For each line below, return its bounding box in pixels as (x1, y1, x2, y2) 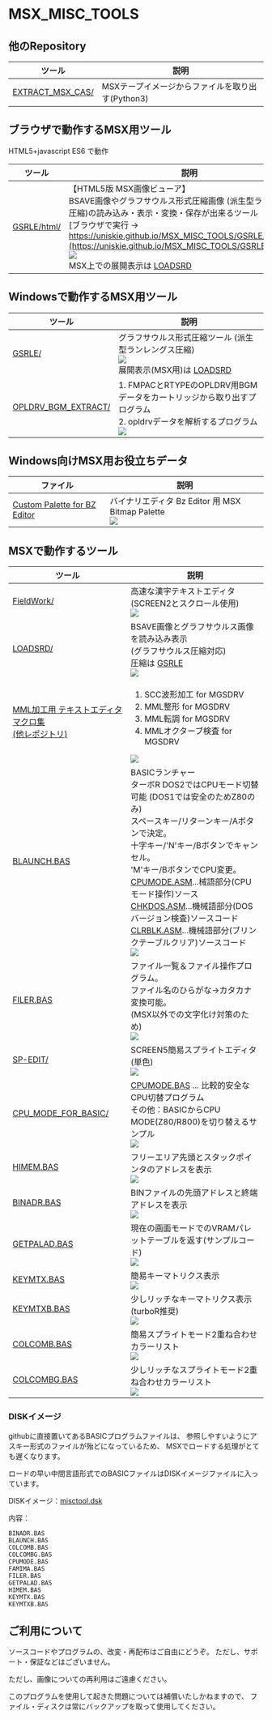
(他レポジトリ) (12, 728, 68, 740)
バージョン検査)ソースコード (130, 913, 239, 924)
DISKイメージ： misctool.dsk (8, 1495, 103, 1505)
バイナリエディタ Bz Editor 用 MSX (109, 496, 241, 507)
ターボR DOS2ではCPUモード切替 (130, 779, 259, 791)
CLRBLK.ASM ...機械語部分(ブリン (130, 925, 257, 936)
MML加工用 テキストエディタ (12, 704, 123, 715)
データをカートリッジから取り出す (118, 391, 249, 403)
